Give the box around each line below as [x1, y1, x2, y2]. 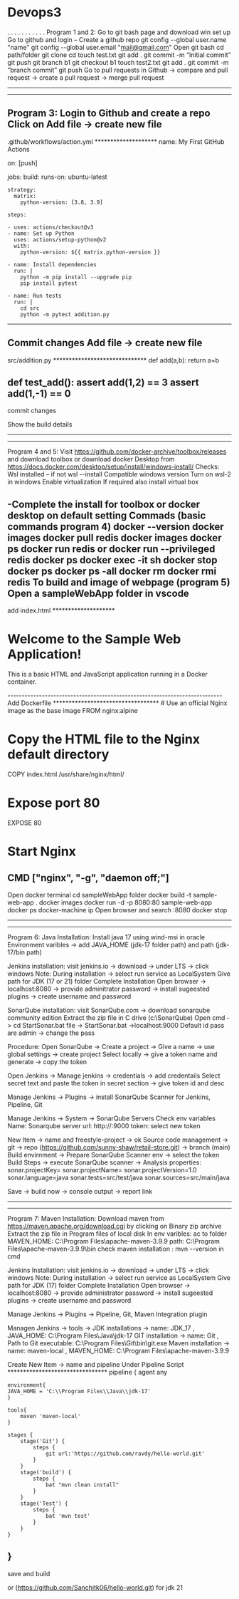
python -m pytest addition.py [20, 311, 110, 318]
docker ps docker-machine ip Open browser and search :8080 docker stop [7, 906, 228, 914]
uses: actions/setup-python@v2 [14, 236, 107, 243]
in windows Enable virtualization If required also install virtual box [7, 478, 199, 486]
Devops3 [7, 4, 62, 21]
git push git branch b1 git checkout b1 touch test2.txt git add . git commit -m [7, 58, 229, 66]
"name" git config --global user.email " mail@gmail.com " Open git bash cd [7, 43, 224, 51]
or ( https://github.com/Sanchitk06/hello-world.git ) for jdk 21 [7, 1583, 184, 1592]
